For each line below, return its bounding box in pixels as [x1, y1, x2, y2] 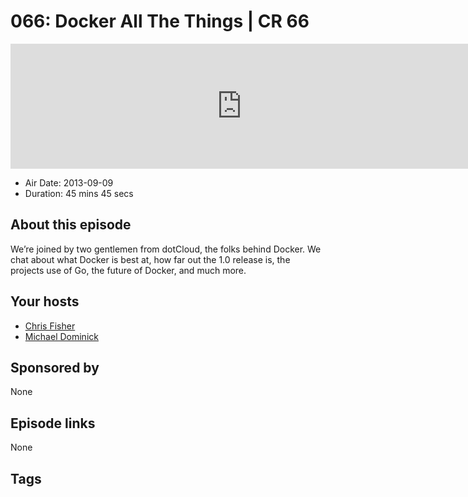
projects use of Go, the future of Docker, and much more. [10, 264, 247, 276]
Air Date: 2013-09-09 [24, 176, 114, 189]
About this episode [10, 216, 132, 234]
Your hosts [10, 293, 80, 310]
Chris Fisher [24, 320, 76, 332]
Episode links [10, 415, 96, 432]
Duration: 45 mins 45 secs [24, 187, 134, 199]
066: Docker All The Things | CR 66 [10, 10, 310, 33]
